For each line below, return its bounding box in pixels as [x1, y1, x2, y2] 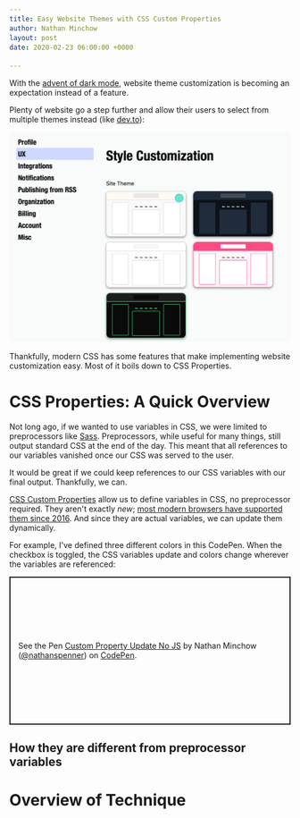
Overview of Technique [9, 790, 187, 811]
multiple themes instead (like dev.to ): [9, 114, 146, 125]
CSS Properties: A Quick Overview [9, 392, 271, 411]
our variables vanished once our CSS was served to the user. [9, 450, 235, 460]
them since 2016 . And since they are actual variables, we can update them [9, 512, 283, 523]
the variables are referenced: [9, 559, 116, 569]
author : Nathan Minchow [9, 23, 98, 33]
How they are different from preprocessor [9, 740, 246, 755]
